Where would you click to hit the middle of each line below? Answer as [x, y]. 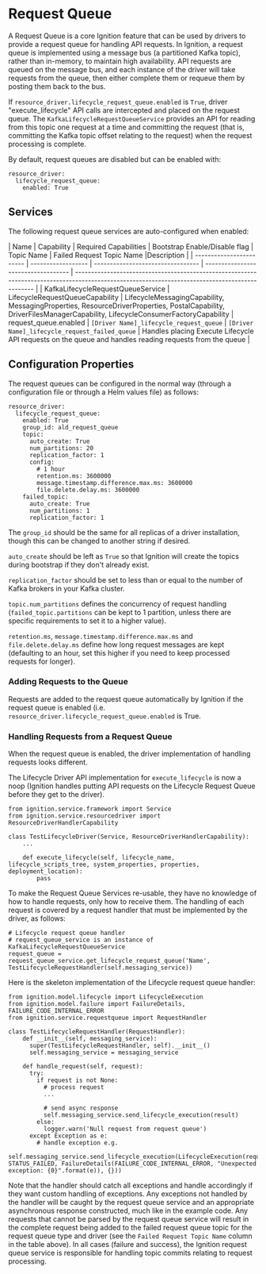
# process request [74, 1087]
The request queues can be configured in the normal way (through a [120, 383]
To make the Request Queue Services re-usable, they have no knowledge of [133, 893]
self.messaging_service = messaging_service [104, 1053]
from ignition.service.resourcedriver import [84, 816]
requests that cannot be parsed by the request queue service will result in [129, 1219]
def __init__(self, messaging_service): [90, 1039]
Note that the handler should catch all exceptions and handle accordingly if [131, 1185]
